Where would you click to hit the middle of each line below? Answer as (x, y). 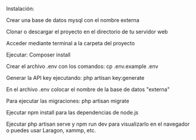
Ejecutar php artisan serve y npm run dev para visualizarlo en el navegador (98, 124)
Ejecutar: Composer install (38, 55)
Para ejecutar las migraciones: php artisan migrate (68, 101)
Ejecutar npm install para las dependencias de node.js (72, 112)
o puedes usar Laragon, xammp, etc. (51, 130)
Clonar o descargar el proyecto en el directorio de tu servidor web (87, 32)
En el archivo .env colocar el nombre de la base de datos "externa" (88, 89)
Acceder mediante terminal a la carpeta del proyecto (71, 43)
